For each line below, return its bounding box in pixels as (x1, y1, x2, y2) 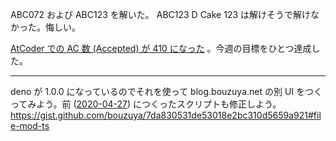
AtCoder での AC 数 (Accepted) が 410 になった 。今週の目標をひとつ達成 (10, 43, 312, 54)
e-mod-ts (10, 120, 50, 132)
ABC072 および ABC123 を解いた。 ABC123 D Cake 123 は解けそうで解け (10, 9, 312, 20)
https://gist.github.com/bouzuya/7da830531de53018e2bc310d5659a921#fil (10, 109, 322, 121)
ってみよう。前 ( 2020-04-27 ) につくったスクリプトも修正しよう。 (10, 98, 282, 110)
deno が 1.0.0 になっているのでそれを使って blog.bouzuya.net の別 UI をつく (10, 86, 323, 97)
